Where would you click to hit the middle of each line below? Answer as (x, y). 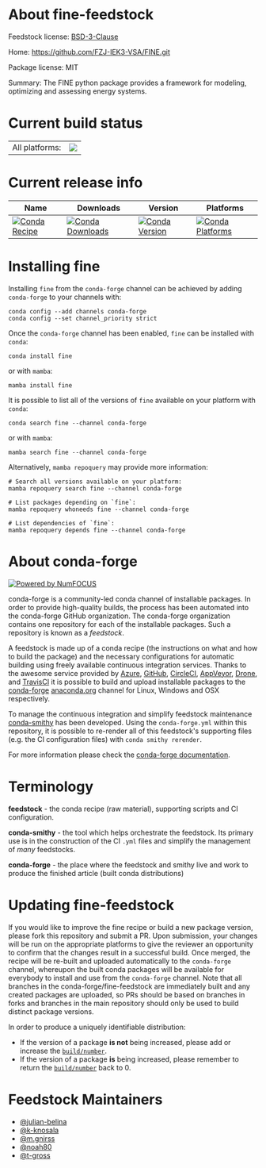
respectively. (29, 698)
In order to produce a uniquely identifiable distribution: (97, 1027)
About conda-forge (73, 561)
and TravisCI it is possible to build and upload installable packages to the (127, 682)
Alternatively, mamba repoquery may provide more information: (108, 467)
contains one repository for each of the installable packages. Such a (120, 624)
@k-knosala (39, 1130)
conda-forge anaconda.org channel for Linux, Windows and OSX (114, 690)
